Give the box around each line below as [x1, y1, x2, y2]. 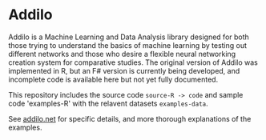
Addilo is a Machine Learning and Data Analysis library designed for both [8, 32, 250, 42]
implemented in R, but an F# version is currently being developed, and [8, 66, 240, 75]
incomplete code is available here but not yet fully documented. [8, 74, 219, 84]
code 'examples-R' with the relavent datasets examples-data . [8, 98, 208, 108]
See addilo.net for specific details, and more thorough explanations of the [8, 114, 252, 123]
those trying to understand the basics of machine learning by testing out [8, 40, 247, 50]
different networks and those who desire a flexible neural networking [8, 49, 236, 58]
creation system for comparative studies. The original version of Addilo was [8, 58, 258, 67]
